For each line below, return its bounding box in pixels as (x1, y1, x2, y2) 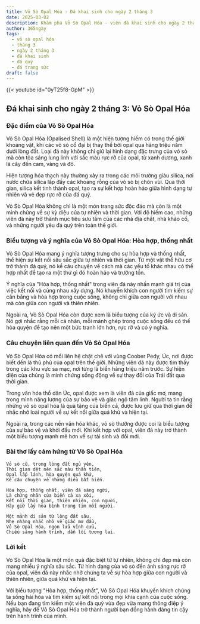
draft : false (6, 70, 39, 76)
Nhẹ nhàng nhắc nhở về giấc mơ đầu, (6, 518, 97, 524)
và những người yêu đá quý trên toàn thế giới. (6, 222, 118, 229)
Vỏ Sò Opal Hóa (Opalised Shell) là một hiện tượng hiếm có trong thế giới (6, 135, 185, 142)
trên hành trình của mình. (6, 613, 68, 620)
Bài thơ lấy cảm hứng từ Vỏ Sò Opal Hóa (6, 447, 123, 456)
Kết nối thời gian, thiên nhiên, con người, (6, 497, 118, 503)
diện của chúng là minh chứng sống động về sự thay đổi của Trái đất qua (6, 371, 185, 379)
